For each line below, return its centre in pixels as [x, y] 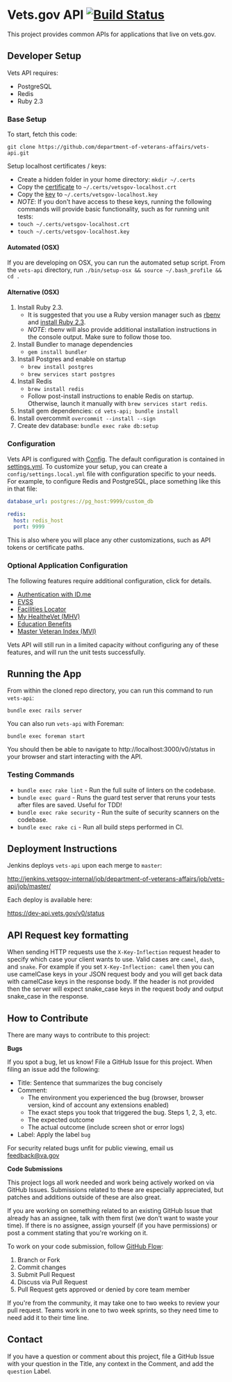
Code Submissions [35, 1169]
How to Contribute [48, 1018]
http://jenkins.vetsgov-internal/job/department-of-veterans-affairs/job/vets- [116, 879]
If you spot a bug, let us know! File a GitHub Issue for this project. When [110, 1062]
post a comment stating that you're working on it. [77, 1233]
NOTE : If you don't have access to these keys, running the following [114, 202]
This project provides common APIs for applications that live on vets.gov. [112, 34]
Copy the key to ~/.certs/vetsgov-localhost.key [88, 194]
